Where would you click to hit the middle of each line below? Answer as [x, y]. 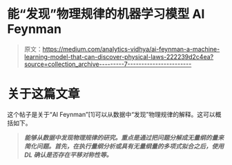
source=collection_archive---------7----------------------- [108, 64]
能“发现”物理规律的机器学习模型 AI [106, 14]
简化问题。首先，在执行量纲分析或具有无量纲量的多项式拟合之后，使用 [124, 146]
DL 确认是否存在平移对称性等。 [68, 155]
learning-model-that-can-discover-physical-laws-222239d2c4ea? [119, 56]
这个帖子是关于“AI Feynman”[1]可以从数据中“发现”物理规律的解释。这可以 [111, 114]
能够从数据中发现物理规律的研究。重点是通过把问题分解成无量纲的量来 [124, 137]
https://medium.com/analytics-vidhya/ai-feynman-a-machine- [131, 49]
